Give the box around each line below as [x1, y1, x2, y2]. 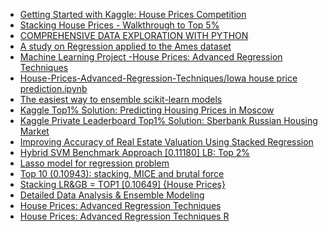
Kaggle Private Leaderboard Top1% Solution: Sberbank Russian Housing [19, 115, 318, 126]
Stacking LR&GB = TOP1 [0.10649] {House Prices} [19, 179, 226, 190]
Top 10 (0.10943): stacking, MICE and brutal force [19, 168, 225, 179]
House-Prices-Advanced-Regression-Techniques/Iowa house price [19, 72, 298, 84]
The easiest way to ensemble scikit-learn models [19, 94, 223, 105]
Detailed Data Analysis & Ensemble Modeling [19, 189, 205, 201]
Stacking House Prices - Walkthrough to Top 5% [19, 19, 220, 31]
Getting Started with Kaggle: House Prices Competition [19, 9, 247, 20]
